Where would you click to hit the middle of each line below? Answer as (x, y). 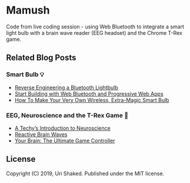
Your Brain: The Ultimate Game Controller (65, 140)
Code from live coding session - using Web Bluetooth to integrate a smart (95, 27)
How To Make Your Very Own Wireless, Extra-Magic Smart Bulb (92, 100)
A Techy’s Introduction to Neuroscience (62, 128)
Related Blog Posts (41, 58)
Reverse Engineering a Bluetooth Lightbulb (66, 87)
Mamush (28, 10)
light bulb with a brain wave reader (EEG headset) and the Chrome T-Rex (94, 32)
